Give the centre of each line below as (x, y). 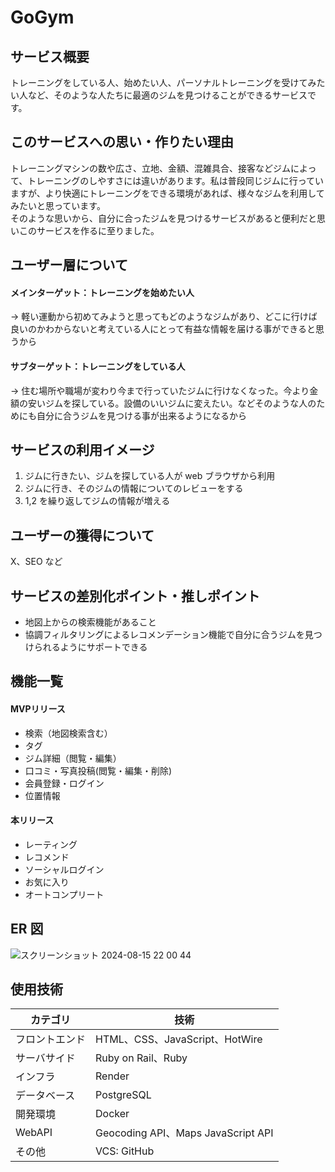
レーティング (51, 844)
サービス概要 (50, 56)
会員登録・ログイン (64, 783)
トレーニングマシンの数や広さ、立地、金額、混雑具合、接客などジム (150, 168)
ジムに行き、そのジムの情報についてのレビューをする (134, 488)
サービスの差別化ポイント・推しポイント (135, 596)
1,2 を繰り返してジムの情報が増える (97, 501)
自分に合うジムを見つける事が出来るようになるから (141, 415)
